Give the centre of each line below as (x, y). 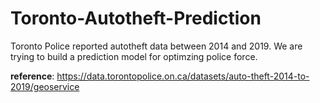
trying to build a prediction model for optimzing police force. (134, 56)
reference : (32, 76)
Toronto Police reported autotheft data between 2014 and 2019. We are (156, 46)
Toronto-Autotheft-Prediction (136, 18)
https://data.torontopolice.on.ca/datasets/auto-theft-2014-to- (183, 76)
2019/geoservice (45, 86)
